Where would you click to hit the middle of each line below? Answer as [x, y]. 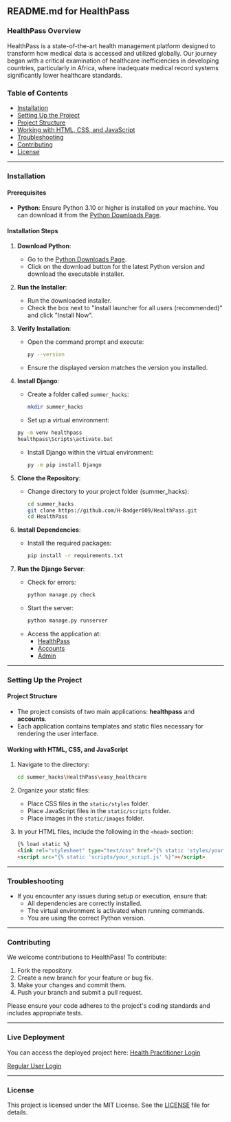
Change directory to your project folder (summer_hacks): [108, 491]
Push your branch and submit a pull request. [80, 993]
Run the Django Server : [51, 569]
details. [18, 1112]
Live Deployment [36, 1037]
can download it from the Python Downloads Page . [89, 215]
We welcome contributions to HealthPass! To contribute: [87, 957]
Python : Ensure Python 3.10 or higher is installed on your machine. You [118, 208]
